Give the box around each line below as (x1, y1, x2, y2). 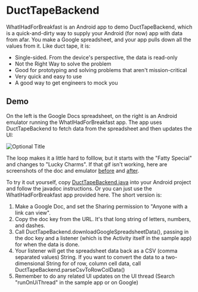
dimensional (14, 260, 45, 267)
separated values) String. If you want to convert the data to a (14, 253, 165, 260)
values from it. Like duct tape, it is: (6, 42, 91, 49)
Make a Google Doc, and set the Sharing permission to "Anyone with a (14, 203, 188, 210)
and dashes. (14, 222, 46, 229)
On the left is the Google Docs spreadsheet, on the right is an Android (6, 112, 178, 119)
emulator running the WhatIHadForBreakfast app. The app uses (6, 119, 162, 126)
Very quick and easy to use (14, 73, 82, 80)
